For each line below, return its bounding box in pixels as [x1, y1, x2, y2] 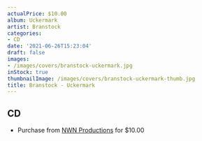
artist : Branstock [7, 23, 61, 30]
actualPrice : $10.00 [7, 10, 68, 17]
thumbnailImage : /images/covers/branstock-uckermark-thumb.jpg [7, 75, 196, 82]
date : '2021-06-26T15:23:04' [7, 43, 92, 50]
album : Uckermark [7, 17, 58, 24]
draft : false [7, 50, 45, 57]
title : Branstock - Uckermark [7, 82, 96, 89]
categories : [7, 29, 42, 37]
